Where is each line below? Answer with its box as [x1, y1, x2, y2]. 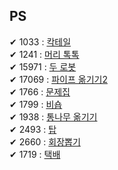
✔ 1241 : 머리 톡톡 [9, 48, 80, 60]
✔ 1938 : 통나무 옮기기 [9, 110, 98, 123]
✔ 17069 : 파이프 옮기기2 [9, 73, 108, 85]
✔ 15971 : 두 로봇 [9, 60, 77, 73]
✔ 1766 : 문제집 [9, 85, 71, 98]
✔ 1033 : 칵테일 [9, 35, 72, 48]
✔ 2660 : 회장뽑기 [9, 135, 81, 148]
